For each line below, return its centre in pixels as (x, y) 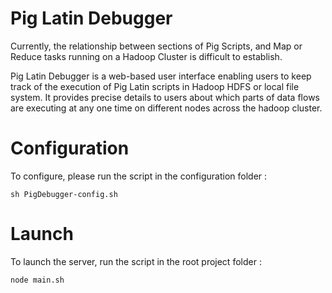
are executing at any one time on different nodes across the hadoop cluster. (166, 108)
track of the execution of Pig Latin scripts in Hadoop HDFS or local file (155, 86)
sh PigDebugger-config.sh (64, 194)
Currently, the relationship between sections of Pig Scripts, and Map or (156, 46)
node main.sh (37, 280)
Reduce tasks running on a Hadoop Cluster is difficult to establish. (146, 56)
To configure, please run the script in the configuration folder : (139, 176)
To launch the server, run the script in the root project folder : (136, 261)
